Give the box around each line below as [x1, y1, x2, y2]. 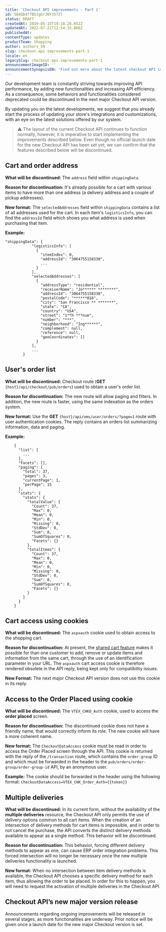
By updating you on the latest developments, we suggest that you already [5, 106, 155, 112]
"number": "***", [40, 317, 77, 322]
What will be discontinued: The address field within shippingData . [5, 174, 140, 181]
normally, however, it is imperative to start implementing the [17, 132, 139, 137]
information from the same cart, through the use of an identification [5, 655, 142, 661]
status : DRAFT [5, 16, 35, 21]
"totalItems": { [27, 547, 61, 552]
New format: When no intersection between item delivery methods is [5, 868, 146, 874]
